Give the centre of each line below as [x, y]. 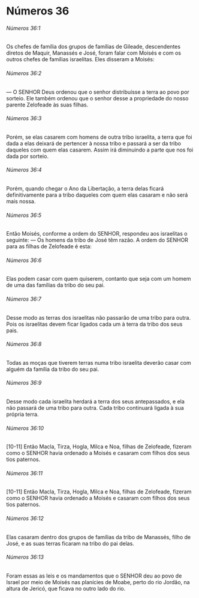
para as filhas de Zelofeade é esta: [49, 246]
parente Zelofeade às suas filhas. [47, 105]
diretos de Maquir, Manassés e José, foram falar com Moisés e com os [94, 53]
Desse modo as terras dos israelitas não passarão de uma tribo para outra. [98, 317]
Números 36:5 [24, 215]
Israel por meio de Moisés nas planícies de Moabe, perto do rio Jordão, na [98, 582]
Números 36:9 [24, 383]
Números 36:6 [24, 260]
